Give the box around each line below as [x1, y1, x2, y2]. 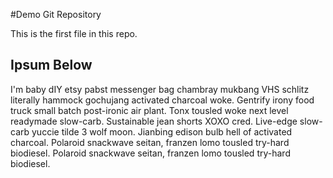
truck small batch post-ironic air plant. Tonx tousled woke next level [10, 104, 289, 116]
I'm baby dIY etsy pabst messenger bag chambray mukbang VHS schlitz [10, 83, 310, 95]
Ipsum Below [10, 57, 93, 74]
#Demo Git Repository [10, 9, 102, 20]
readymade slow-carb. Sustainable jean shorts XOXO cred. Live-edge [10, 115, 298, 127]
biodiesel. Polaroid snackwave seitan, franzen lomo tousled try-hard [10, 147, 291, 159]
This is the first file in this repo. [10, 28, 138, 39]
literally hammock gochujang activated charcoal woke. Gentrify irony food [10, 94, 315, 106]
